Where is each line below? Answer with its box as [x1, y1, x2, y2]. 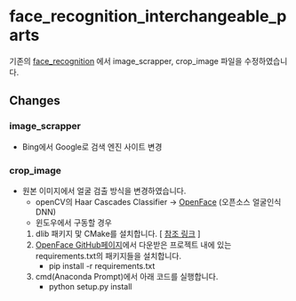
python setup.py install [48, 281, 132, 291]
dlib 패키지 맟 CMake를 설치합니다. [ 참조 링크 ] [35, 228, 201, 239]
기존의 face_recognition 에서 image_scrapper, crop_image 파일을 [9, 55, 243, 66]
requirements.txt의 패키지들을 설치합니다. [35, 250, 182, 261]
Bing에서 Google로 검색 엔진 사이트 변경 [21, 141, 163, 152]
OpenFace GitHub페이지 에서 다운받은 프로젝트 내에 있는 [35, 239, 232, 250]
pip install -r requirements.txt [48, 260, 156, 271]
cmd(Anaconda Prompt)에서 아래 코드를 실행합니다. [35, 271, 219, 281]
